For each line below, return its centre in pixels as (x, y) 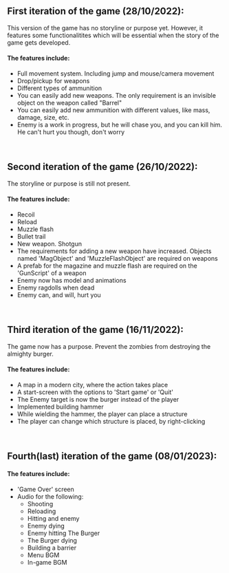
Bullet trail (31, 237)
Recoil (26, 215)
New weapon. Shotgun (50, 244)
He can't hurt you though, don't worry (71, 132)
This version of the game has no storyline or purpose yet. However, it (105, 28)
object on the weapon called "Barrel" (69, 103)
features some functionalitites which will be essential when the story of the (113, 35)
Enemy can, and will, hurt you (59, 295)
